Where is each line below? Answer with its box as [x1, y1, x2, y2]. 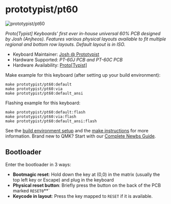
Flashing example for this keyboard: [5, 100, 81, 106]
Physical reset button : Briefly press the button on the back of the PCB [12, 182, 161, 188]
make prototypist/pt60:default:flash [5, 109, 86, 115]
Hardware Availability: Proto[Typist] [12, 62, 87, 68]
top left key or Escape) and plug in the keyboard [12, 176, 114, 183]
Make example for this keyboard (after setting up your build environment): [5, 72, 161, 78]
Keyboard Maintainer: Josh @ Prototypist [12, 51, 100, 57]
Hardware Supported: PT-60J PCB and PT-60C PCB [12, 56, 123, 62]
